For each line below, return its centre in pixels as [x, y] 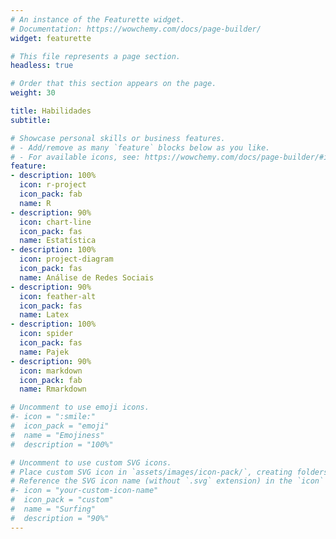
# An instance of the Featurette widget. [98, 19]
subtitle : [31, 120]
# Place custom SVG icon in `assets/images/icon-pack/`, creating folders [169, 472]
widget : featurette [51, 38]
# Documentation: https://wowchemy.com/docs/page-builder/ [136, 29]
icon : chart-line [55, 222]
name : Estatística [58, 241]
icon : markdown [51, 371]
